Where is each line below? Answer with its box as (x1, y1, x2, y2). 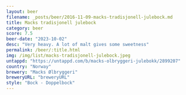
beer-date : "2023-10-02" (6, 36, 67, 42)
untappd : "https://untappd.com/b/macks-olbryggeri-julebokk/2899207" (6, 58, 181, 64)
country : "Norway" (6, 63, 51, 70)
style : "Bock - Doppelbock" (6, 80, 76, 86)
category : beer (6, 25, 44, 31)
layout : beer (6, 8, 38, 15)
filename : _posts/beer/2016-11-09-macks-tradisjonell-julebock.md (6, 14, 173, 20)
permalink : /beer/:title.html (6, 47, 81, 53)
